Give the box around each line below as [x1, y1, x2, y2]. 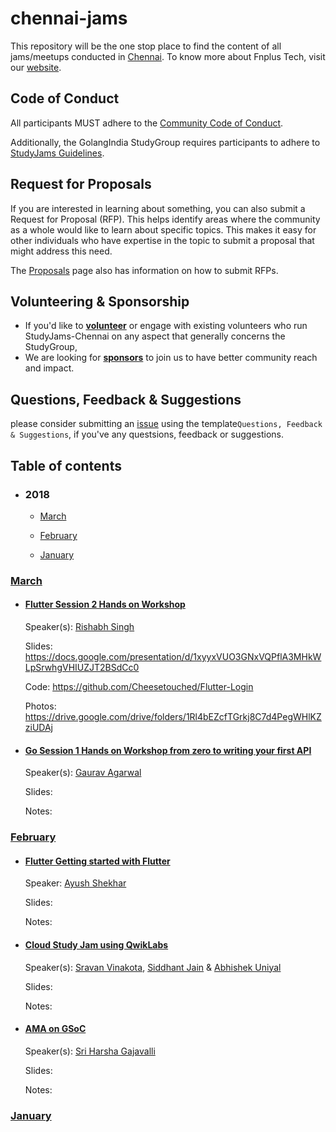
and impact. [24, 362, 75, 374]
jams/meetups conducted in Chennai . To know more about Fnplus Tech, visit [10, 50, 326, 62]
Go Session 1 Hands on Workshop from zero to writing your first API [24, 744, 312, 756]
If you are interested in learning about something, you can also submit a [10, 202, 306, 214]
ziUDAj [24, 722, 54, 733]
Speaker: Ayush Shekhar [24, 877, 127, 889]
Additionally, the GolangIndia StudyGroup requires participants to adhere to [10, 136, 321, 148]
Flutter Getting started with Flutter [24, 855, 171, 867]
